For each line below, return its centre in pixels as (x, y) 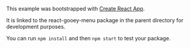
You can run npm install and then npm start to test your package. (88, 38)
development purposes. (36, 27)
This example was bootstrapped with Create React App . (76, 9)
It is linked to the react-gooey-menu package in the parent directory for (95, 20)
